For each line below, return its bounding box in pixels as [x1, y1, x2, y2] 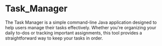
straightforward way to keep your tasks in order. [5, 35, 103, 41]
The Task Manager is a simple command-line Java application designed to [5, 19, 157, 25]
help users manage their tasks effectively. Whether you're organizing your [5, 24, 157, 30]
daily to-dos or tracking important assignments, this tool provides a [5, 30, 142, 36]
